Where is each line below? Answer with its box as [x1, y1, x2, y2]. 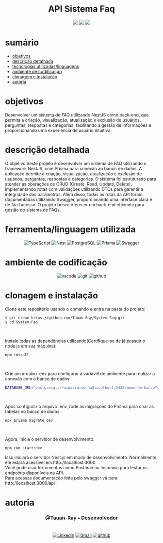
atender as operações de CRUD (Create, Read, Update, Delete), [5, 181, 132, 187]
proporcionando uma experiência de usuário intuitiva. [5, 127, 112, 133]
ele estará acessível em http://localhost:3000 [5, 460, 96, 465]
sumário [5, 37, 39, 48]
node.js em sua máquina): [5, 343, 57, 349]
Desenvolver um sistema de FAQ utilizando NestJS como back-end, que [5, 112, 149, 117]
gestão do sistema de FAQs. [5, 207, 61, 213]
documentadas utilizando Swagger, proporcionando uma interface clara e [5, 197, 152, 202]
